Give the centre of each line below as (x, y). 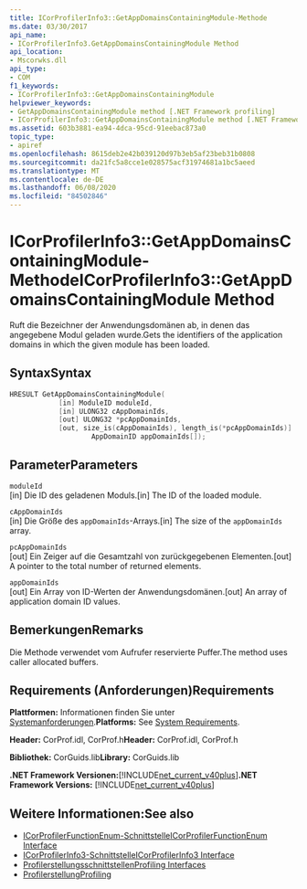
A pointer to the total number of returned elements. (106, 566)
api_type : (28, 69)
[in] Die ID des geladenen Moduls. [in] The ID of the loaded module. (136, 495)
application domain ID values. (65, 601)
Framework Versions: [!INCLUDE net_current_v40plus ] (112, 785)
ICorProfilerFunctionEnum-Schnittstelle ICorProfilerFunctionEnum (145, 836)
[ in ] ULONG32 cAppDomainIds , (114, 411)
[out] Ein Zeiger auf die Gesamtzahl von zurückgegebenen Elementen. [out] (151, 556)
